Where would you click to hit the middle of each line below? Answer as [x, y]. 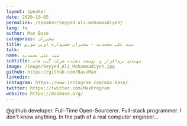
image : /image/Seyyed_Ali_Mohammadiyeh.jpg [61, 66]
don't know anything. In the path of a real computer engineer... [82, 117]
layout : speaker [26, 11]
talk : [13, 50]
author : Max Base [28, 34]
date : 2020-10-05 [28, 17]
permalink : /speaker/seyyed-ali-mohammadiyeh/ [65, 22]
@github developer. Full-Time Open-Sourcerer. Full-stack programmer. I [94, 110]
